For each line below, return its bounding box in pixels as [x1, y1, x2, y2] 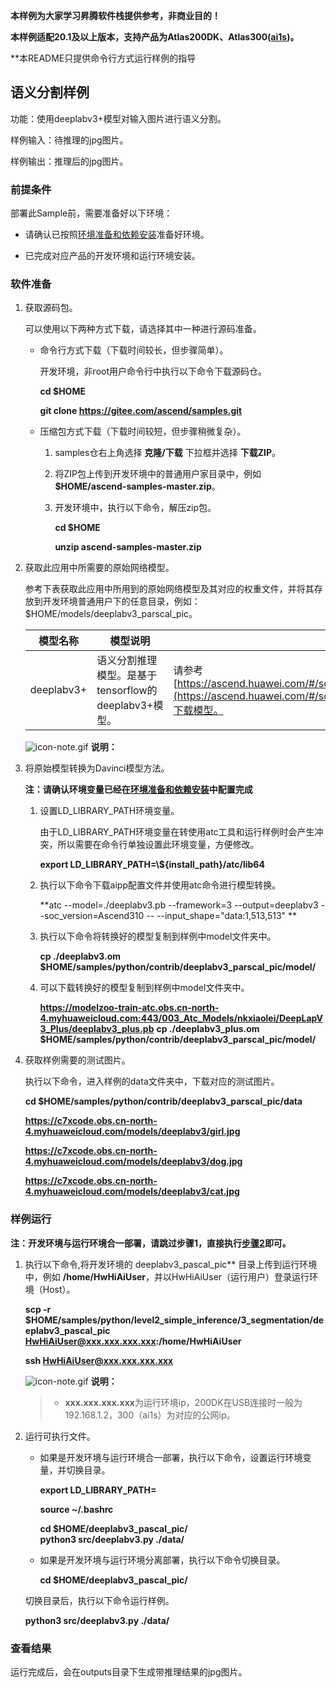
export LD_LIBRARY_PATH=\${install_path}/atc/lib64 [39, 859, 265, 871]
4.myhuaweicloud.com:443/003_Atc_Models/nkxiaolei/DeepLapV [39, 1012, 323, 1024]
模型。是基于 [96, 669, 158, 683]
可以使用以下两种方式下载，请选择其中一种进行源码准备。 [24, 323, 262, 335]
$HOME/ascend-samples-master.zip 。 [54, 480, 221, 493]
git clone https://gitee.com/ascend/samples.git [39, 405, 243, 417]
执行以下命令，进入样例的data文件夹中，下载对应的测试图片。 [24, 1075, 280, 1088]
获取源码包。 [24, 302, 78, 314]
